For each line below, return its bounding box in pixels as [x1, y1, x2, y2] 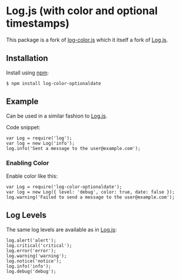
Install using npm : [6, 69, 49, 76]
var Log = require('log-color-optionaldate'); [6, 184, 122, 190]
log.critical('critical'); [6, 242, 72, 249]
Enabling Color [6, 159, 49, 167]
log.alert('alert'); [6, 237, 57, 243]
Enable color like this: [6, 172, 58, 180]
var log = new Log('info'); [6, 140, 75, 146]
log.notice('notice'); [6, 258, 62, 264]
